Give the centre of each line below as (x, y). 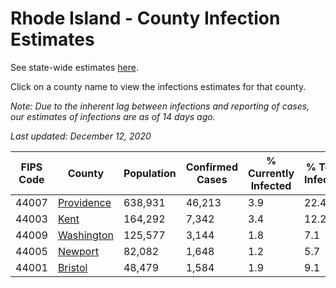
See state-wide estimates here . (74, 67)
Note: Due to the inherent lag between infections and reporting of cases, (160, 106)
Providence (84, 202)
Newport (78, 251)
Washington (85, 235)
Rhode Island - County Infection (145, 18)
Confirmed (211, 167)
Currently (271, 173)
